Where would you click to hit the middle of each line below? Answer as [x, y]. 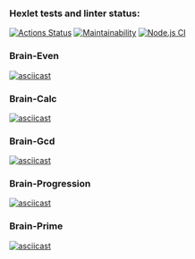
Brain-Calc [33, 98]
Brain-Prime [36, 226]
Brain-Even [34, 56]
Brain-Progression [50, 184]
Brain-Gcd [32, 141]
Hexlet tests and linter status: [75, 13]
